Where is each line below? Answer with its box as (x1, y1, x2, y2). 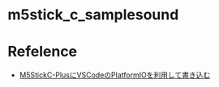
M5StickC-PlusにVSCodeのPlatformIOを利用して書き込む (19, 70, 211, 80)
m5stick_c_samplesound (7, 6, 179, 24)
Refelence (7, 43, 78, 61)
